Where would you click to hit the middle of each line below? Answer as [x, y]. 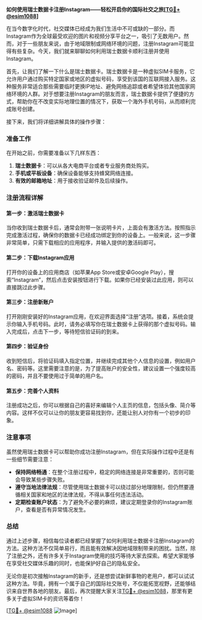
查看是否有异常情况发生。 [57, 509]
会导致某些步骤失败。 [41, 479]
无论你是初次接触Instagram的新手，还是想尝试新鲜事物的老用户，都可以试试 [100, 576]
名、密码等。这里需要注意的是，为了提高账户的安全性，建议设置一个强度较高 [101, 368]
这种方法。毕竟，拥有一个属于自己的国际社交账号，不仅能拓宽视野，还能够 [98, 583]
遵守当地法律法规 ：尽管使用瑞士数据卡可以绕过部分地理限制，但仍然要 [102, 487]
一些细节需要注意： [30, 459]
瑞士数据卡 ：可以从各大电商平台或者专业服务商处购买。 [83, 166]
